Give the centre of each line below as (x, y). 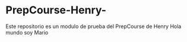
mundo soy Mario (27, 32)
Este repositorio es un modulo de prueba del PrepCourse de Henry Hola (93, 26)
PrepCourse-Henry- (56, 10)
